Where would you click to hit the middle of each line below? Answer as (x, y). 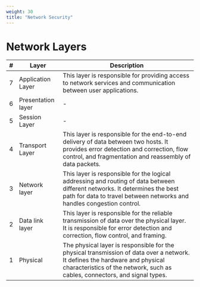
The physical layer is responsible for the (118, 245)
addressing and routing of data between (119, 181)
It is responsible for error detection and (117, 228)
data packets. (82, 164)
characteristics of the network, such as (117, 267)
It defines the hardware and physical (114, 260)
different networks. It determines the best (121, 189)
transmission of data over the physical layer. (124, 221)
